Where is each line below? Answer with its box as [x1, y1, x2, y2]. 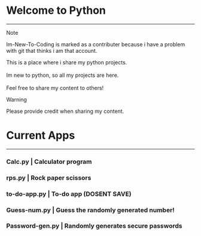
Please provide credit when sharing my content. [6, 107, 124, 115]
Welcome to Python [6, 4, 106, 17]
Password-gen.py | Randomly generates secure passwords [6, 222, 182, 230]
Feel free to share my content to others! [6, 84, 104, 91]
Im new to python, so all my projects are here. [6, 71, 119, 79]
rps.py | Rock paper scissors [6, 174, 92, 182]
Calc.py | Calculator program [6, 157, 92, 166]
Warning [6, 95, 27, 103]
